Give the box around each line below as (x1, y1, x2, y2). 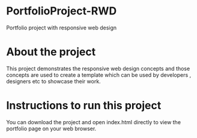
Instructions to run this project (6, 99, 162, 112)
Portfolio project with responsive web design (6, 24, 117, 31)
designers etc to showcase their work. (6, 77, 101, 85)
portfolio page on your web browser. (6, 125, 97, 132)
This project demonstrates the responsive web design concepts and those (6, 65, 190, 72)
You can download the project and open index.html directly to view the (6, 118, 181, 125)
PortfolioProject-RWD (6, 4, 117, 18)
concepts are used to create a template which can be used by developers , (6, 71, 192, 79)
